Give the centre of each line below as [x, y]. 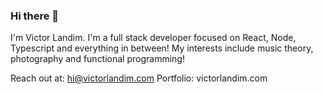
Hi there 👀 [35, 16]
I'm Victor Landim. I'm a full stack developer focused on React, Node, [153, 38]
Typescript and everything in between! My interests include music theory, [162, 48]
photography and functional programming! [97, 59]
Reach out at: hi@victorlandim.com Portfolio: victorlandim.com [139, 78]
